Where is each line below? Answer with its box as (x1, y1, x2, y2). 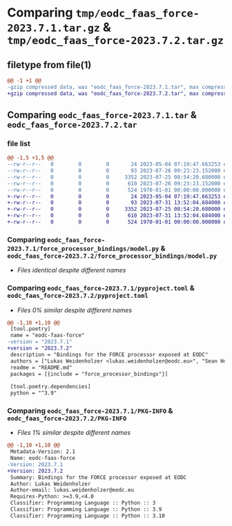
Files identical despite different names (17, 266, 126, 274)
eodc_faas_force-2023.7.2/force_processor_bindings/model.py (7, 252, 217, 260)
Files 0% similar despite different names (17, 305, 133, 314)
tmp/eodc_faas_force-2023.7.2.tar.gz (7, 34, 224, 48)
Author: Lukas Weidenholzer (10, 481, 91, 487)
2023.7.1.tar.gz (7, 22, 100, 35)
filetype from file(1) (7, 59, 92, 70)
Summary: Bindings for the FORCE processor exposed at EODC (10, 474, 187, 481)
